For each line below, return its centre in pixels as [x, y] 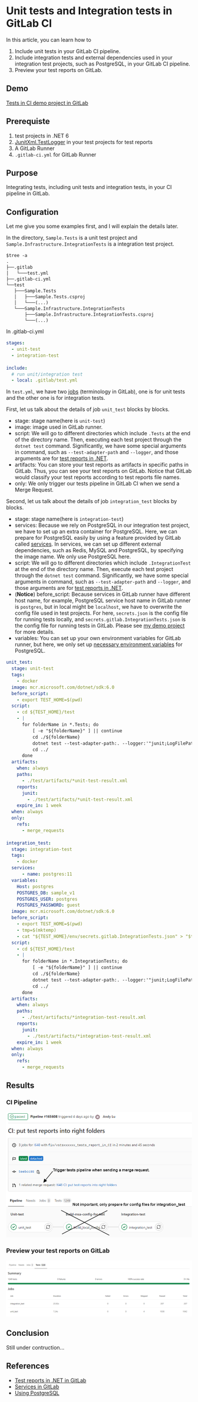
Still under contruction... [35, 1347]
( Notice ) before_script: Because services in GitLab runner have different [102, 594]
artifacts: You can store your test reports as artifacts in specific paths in [101, 465]
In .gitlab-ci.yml [25, 331]
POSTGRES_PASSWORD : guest [49, 905]
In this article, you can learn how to [49, 40]
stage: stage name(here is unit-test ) [60, 421]
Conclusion [28, 1333]
